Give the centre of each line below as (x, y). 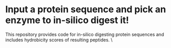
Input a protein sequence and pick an (86, 9)
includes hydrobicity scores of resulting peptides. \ (59, 40)
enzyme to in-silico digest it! (67, 20)
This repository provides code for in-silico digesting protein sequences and (85, 34)
